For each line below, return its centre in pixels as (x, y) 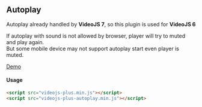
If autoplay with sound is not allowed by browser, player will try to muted (96, 36)
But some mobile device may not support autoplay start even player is (93, 48)
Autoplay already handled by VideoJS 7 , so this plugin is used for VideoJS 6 (101, 24)
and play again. (25, 42)
